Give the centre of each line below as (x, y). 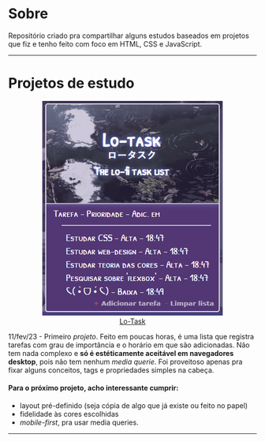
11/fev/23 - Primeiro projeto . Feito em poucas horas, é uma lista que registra (131, 336)
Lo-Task (132, 321)
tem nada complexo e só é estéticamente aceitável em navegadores (121, 353)
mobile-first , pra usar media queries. (79, 422)
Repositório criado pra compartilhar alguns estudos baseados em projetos (129, 36)
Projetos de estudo (71, 83)
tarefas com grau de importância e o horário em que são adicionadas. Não (129, 345)
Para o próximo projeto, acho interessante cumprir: (93, 388)
